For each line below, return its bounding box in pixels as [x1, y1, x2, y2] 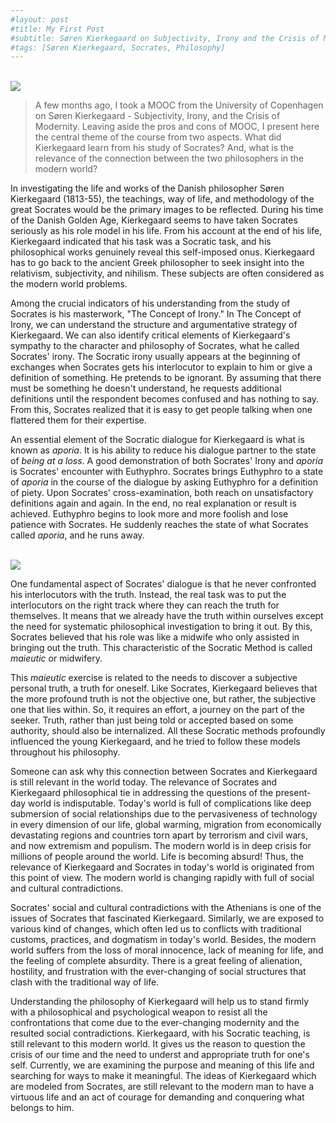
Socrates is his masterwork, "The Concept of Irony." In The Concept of [10, 308, 302, 320]
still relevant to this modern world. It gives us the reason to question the [10, 1038, 306, 1050]
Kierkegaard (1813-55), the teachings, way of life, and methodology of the [10, 193, 315, 205]
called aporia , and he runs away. [10, 529, 145, 541]
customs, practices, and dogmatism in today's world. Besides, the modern [10, 934, 317, 946]
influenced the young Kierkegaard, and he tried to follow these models [10, 736, 301, 748]
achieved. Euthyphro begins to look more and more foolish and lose [10, 508, 289, 520]
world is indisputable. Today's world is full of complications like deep [28, 797, 312, 810]
